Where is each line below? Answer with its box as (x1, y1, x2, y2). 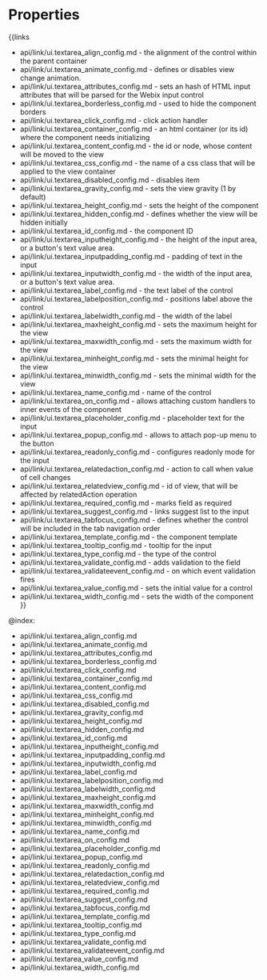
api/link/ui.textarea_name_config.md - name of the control (19, 387, 212, 397)
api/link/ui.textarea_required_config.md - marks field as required (19, 498, 233, 507)
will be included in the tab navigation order (19, 523, 161, 533)
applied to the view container (19, 166, 116, 176)
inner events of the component (19, 404, 122, 414)
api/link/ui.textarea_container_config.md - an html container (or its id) (19, 124, 249, 134)
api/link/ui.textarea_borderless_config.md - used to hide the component (19, 98, 257, 108)
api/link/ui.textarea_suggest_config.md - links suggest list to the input (19, 506, 249, 516)
